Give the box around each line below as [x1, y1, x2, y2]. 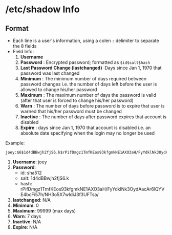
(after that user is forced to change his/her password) [20, 97, 134, 103]
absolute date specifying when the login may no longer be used [20, 130, 155, 136]
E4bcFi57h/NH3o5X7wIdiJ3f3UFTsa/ [20, 191, 99, 198]
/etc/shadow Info [5, 4, 80, 15]
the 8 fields [12, 43, 37, 49]
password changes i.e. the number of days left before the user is [20, 81, 157, 87]
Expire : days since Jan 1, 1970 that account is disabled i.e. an [20, 124, 151, 131]
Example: [5, 140, 25, 146]
